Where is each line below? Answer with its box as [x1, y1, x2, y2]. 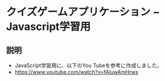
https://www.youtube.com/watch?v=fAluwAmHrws [14, 69, 139, 75]
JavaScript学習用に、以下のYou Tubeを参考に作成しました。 [14, 62, 163, 69]
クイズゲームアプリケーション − [6, 5, 160, 19]
